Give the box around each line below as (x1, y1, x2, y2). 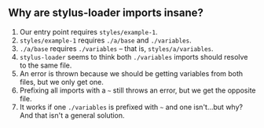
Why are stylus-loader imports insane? (8, 6, 204, 20)
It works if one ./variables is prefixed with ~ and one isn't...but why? (19, 102, 244, 112)
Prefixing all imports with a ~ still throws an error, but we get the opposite (19, 86, 256, 95)
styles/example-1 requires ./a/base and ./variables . (19, 35, 192, 45)
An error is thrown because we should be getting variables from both (19, 68, 244, 78)
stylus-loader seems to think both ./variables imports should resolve (19, 52, 248, 61)
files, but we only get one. (19, 77, 104, 86)
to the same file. (19, 60, 72, 70)
